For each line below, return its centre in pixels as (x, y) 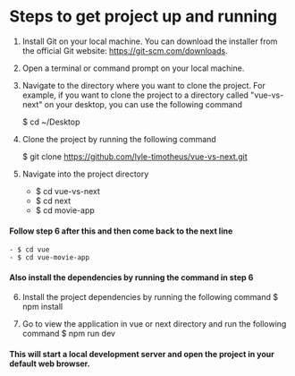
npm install (42, 307)
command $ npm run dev (69, 334)
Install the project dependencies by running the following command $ (150, 297)
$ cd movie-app (65, 210)
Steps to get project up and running (143, 17)
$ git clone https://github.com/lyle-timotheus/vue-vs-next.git (135, 156)
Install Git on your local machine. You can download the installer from (150, 41)
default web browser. (50, 363)
